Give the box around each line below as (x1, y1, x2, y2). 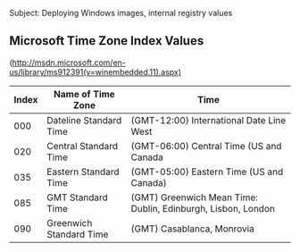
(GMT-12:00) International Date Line (130, 113, 287, 126)
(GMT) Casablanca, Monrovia (130, 223, 254, 235)
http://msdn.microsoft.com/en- (12, 57, 127, 68)
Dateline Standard (46, 113, 122, 126)
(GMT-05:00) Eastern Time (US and (130, 165, 284, 178)
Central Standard (46, 139, 119, 152)
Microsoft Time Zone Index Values (9, 33, 204, 48)
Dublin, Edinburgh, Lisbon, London (130, 202, 275, 214)
